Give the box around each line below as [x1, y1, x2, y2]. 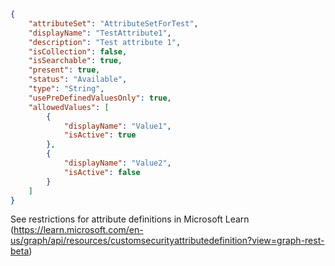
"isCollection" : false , [28, 46, 128, 57]
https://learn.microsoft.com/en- [13, 224, 144, 236]
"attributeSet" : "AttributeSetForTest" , [28, 18, 199, 29]
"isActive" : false [63, 167, 141, 177]
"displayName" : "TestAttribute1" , [28, 28, 172, 38]
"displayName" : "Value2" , [63, 158, 172, 168]
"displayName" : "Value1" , [63, 121, 172, 131]
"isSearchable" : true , [28, 56, 123, 66]
